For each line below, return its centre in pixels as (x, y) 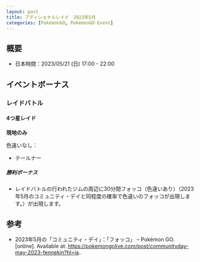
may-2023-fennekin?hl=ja (47, 252)
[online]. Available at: (41, 246)
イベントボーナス (38, 84)
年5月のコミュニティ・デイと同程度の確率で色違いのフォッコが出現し (100, 196)
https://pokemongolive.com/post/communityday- (128, 246)
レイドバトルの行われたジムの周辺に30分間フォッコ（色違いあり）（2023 (104, 189)
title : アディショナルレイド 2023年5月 (51, 17)
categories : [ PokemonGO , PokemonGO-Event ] (60, 23)
